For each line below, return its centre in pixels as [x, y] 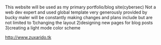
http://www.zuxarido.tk [28, 37]
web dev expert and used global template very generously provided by [76, 12]
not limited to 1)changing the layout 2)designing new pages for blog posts [79, 22]
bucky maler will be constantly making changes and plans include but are [79, 17]
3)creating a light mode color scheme [43, 28]
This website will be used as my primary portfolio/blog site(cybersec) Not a [80, 7]
